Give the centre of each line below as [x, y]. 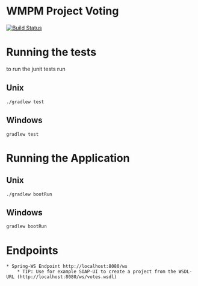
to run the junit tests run [36, 69]
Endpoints [32, 250]
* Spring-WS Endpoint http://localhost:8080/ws [67, 267]
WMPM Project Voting [63, 11]
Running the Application [68, 158]
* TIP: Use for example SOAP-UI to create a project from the [97, 272]
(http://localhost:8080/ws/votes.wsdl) [67, 277]
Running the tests [51, 52]
